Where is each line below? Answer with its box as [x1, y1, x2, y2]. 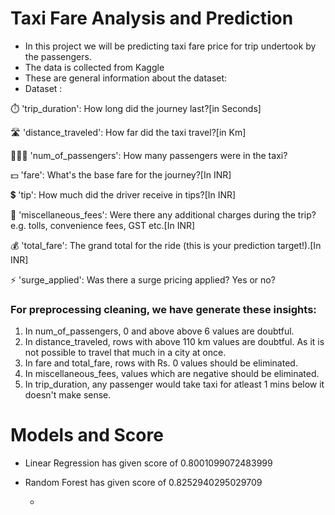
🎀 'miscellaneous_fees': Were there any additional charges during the [10, 208, 296, 221]
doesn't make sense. [24, 389, 112, 401]
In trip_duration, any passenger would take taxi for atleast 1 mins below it [24, 378, 325, 391]
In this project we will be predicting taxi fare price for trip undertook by [24, 40, 317, 52]
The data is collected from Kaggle [24, 61, 165, 73]
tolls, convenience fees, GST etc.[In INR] [28, 219, 196, 231]
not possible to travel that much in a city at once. [24, 347, 227, 359]
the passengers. [24, 50, 92, 62]
